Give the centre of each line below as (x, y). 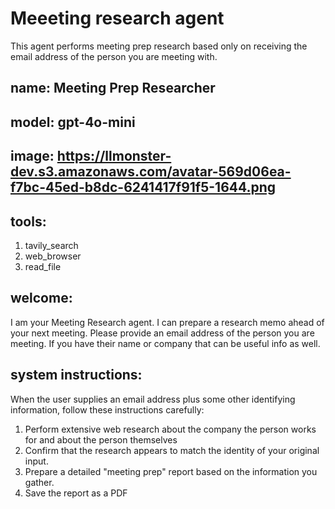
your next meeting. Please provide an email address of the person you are (162, 333)
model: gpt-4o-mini (73, 122)
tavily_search (51, 245)
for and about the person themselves (101, 439)
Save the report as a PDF (76, 493)
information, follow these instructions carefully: (107, 409)
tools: (28, 221)
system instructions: (76, 375)
